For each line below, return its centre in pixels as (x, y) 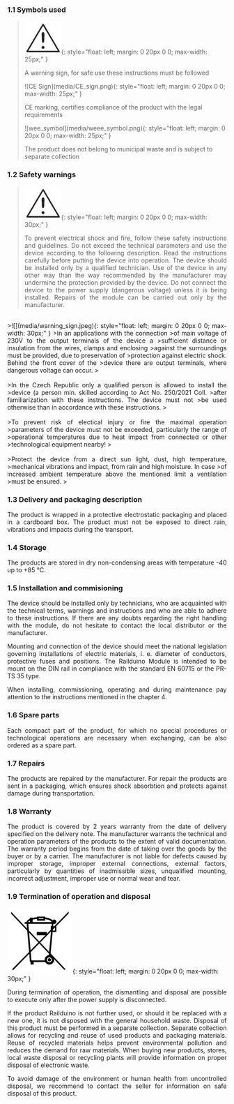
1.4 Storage (27, 547)
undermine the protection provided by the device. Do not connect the (125, 282)
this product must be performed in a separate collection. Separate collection (117, 1028)
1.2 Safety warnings (42, 174)
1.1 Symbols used (37, 10)
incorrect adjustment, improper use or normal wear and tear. (94, 879)
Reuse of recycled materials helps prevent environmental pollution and (117, 1043)
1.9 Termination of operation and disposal (79, 897)
